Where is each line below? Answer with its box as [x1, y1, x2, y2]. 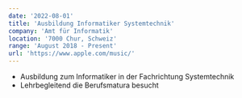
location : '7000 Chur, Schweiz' [8, 34, 117, 43]
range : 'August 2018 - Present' [8, 42, 117, 50]
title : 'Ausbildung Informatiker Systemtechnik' [8, 19, 175, 28]
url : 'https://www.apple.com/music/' [8, 49, 136, 58]
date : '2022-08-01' [8, 11, 74, 20]
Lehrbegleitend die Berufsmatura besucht [19, 80, 159, 90]
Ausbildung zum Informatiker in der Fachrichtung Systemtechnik [19, 72, 235, 81]
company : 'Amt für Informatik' [8, 27, 114, 35]
